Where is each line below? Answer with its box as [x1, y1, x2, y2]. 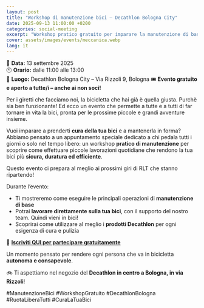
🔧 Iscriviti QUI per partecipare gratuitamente [6, 238, 121, 246]
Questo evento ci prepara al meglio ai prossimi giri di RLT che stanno [6, 165, 178, 172]
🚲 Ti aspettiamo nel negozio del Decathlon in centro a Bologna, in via [6, 269, 183, 276]
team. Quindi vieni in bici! [15, 214, 79, 221]
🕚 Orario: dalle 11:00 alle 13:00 [6, 66, 84, 74]
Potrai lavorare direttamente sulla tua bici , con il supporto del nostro [15, 207, 188, 214]
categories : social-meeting [6, 26, 78, 32]
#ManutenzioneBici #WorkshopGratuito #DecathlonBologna [6, 289, 156, 296]
